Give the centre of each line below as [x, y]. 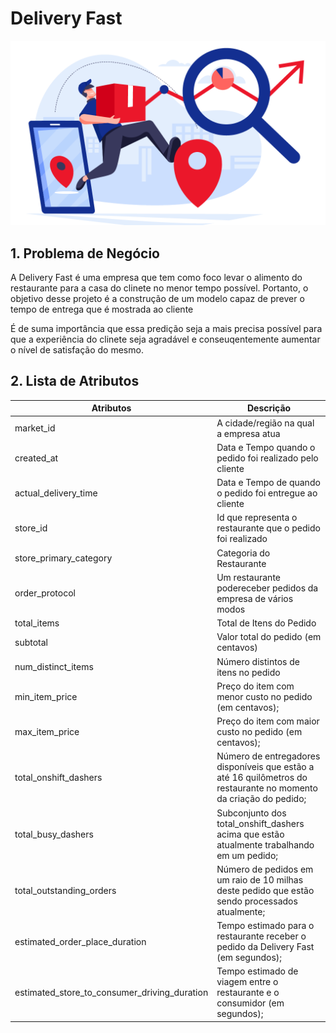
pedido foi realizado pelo [267, 458]
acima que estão [250, 834]
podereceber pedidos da [267, 588]
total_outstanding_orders [65, 890]
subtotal [31, 642]
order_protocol [45, 593]
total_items [37, 623]
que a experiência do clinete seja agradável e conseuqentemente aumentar [165, 339]
